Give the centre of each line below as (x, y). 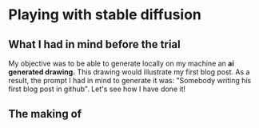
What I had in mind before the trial (95, 44)
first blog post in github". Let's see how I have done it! (97, 89)
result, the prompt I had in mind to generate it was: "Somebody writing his (130, 80)
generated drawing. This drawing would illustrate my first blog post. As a (129, 72)
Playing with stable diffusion (105, 15)
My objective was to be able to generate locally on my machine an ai (121, 63)
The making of (45, 114)
